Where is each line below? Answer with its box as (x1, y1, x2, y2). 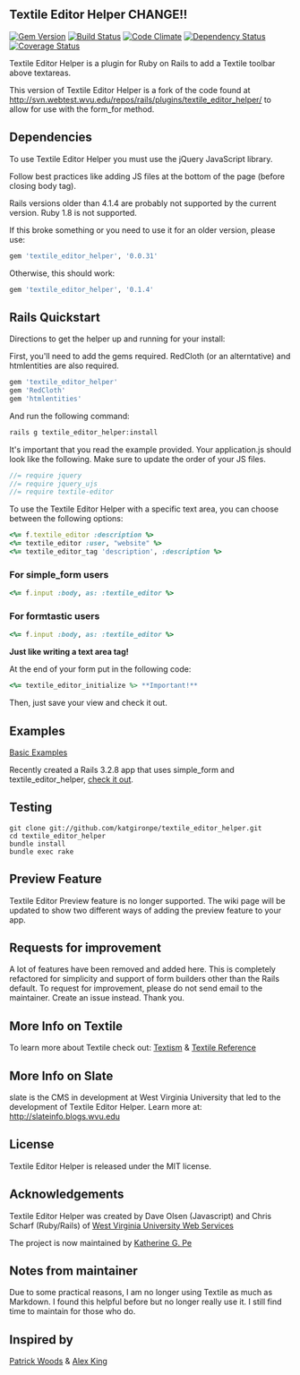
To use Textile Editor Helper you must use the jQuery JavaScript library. (9, 153, 273, 164)
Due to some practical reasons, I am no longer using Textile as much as (9, 1287, 273, 1298)
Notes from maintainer (9, 1263, 138, 1279)
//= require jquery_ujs (9, 479, 99, 488)
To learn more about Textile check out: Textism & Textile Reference (9, 1043, 257, 1053)
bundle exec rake (9, 846, 74, 856)
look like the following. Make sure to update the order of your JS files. (9, 453, 266, 464)
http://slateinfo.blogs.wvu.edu (9, 1111, 121, 1122)
